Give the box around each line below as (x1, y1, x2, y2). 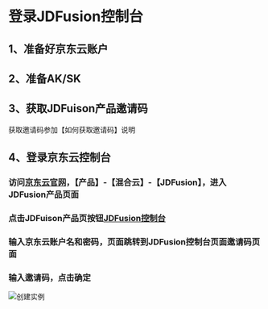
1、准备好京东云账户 (8, 42, 109, 56)
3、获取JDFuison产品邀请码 (8, 102, 149, 115)
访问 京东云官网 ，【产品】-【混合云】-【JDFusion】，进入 (8, 177, 227, 188)
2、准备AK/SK (8, 72, 82, 86)
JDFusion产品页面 (8, 189, 79, 200)
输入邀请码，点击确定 (8, 272, 91, 283)
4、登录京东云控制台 (8, 151, 111, 165)
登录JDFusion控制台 (8, 7, 143, 26)
